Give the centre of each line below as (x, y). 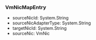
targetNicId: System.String (40, 28)
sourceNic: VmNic (31, 34)
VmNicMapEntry (26, 7)
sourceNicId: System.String (40, 18)
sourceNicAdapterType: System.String (51, 23)
